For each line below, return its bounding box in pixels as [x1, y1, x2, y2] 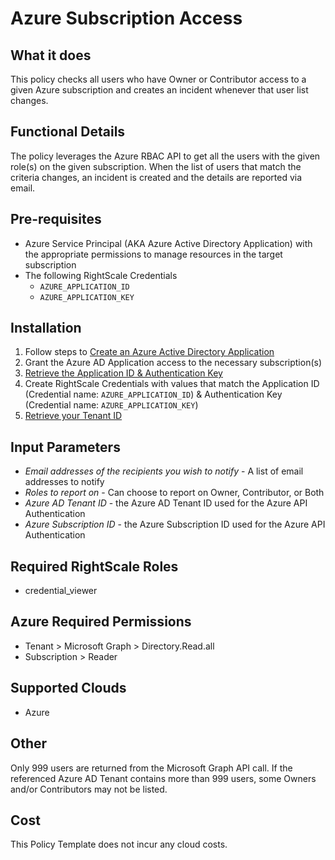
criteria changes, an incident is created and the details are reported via [10, 171, 303, 183]
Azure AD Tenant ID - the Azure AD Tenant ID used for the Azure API [24, 497, 308, 509]
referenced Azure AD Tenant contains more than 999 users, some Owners [10, 772, 317, 784]
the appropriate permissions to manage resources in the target [24, 248, 283, 260]
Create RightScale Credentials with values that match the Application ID [24, 378, 320, 390]
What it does [10, 47, 92, 64]
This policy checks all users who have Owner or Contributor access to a [10, 73, 307, 85]
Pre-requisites [10, 211, 102, 228]
